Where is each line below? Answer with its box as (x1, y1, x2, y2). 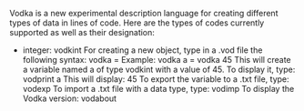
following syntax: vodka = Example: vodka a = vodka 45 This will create (22, 55, 291, 65)
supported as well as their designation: (9, 27, 155, 37)
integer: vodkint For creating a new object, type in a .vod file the (22, 45, 263, 55)
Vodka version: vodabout (22, 93, 117, 104)
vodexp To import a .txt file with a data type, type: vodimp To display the (22, 84, 295, 94)
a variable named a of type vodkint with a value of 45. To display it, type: (22, 64, 296, 75)
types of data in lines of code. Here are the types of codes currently (9, 17, 265, 28)
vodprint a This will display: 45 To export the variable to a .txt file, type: (22, 74, 289, 85)
